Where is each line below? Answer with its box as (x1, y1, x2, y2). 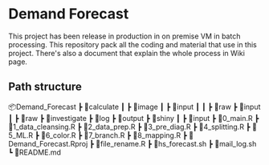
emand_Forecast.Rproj (8, 139, 88, 148)
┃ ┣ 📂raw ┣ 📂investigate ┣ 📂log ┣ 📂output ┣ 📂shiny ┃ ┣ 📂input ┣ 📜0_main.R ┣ (8, 113, 259, 123)
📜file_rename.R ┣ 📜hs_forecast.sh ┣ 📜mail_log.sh (96, 139, 257, 148)
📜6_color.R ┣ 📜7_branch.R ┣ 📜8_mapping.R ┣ (41, 130, 187, 140)
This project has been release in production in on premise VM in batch (8, 31, 241, 41)
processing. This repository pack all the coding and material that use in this (8, 39, 257, 49)
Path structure (8, 80, 83, 94)
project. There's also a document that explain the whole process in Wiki (8, 48, 245, 58)
